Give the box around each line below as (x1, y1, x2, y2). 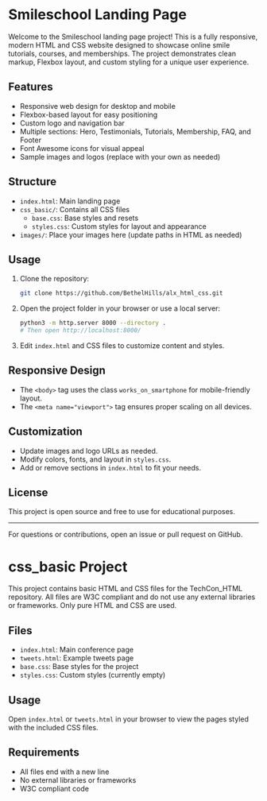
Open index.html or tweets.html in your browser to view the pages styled (8, 714, 249, 724)
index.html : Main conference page (19, 645, 133, 655)
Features (8, 80, 53, 94)
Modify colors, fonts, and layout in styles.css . (19, 455, 172, 464)
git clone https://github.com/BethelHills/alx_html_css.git (19, 289, 223, 297)
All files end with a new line (19, 767, 110, 776)
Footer (19, 135, 42, 145)
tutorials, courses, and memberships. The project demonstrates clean (8, 48, 237, 58)
